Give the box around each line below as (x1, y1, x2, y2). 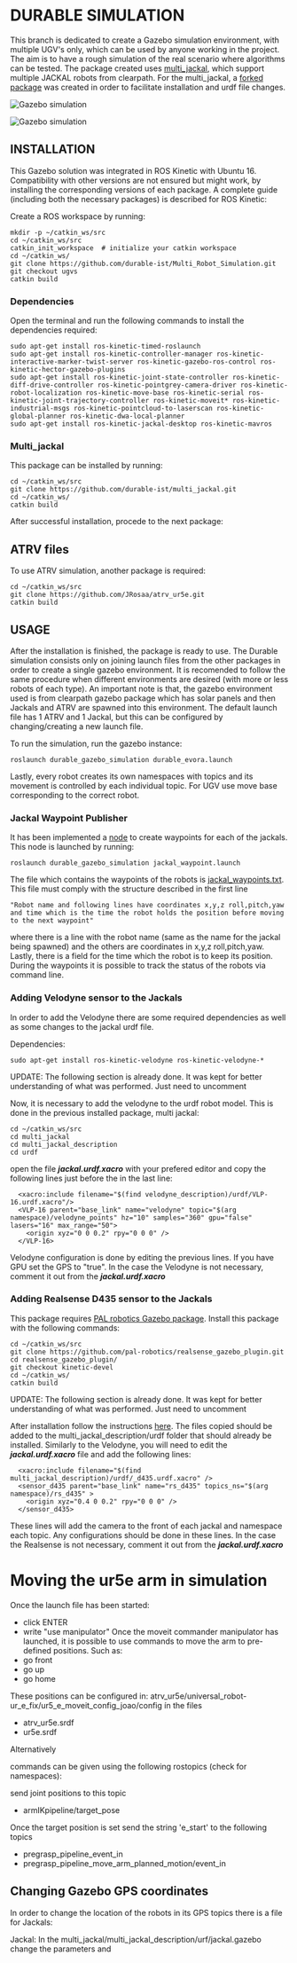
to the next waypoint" (10, 916, 94, 925)
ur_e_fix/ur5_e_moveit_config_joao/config (10, 1700, 163, 1710)
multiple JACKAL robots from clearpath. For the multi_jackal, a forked (10, 72, 264, 82)
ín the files (164, 1700, 203, 1710)
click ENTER (22, 1616, 68, 1628)
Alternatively (10, 1744, 57, 1755)
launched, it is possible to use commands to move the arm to (22, 1636, 246, 1646)
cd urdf (10, 1148, 39, 1157)
